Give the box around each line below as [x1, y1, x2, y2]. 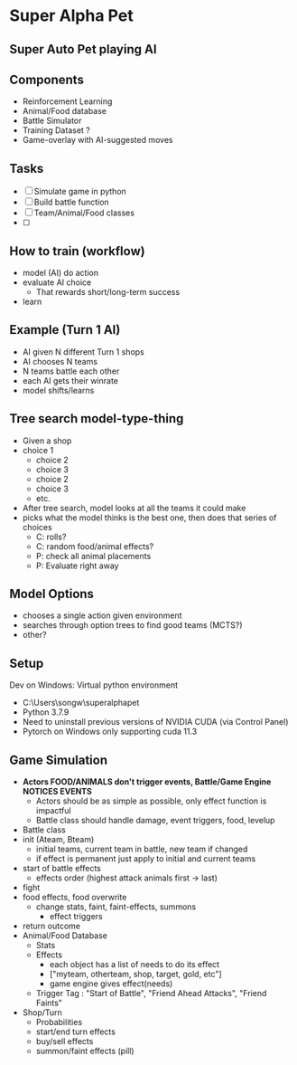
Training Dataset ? [22, 125, 90, 136]
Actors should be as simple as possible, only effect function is [35, 795, 267, 806]
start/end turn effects [35, 1026, 116, 1037]
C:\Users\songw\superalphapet [22, 698, 140, 708]
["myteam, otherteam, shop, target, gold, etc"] [49, 969, 223, 980]
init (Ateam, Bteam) [22, 834, 95, 845]
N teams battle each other [22, 366, 120, 376]
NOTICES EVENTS [22, 786, 92, 797]
